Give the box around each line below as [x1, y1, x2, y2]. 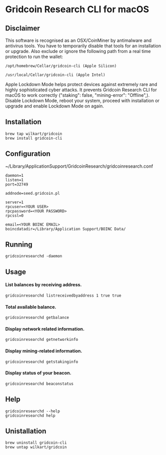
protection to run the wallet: [5, 53, 63, 60]
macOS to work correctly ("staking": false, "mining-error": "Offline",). [5, 92, 150, 98]
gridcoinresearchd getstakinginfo [5, 359, 79, 364]
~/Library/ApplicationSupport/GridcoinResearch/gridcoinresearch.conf [5, 163, 153, 169]
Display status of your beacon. [5, 370, 72, 376]
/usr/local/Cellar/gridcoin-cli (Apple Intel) [5, 72, 106, 77]
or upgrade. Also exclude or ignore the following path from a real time [5, 48, 151, 54]
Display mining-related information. [5, 348, 83, 354]
